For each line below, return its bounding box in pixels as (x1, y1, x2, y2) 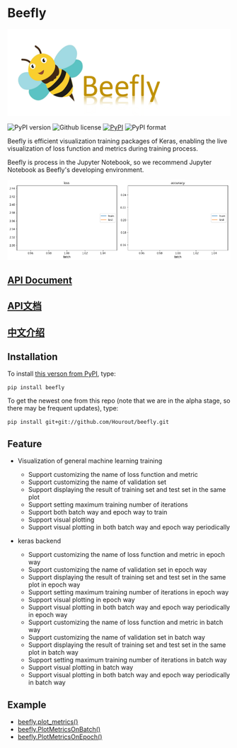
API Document (7, 274, 73, 286)
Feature (7, 437, 42, 450)
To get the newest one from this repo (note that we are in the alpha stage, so (7, 396, 231, 405)
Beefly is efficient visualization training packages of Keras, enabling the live (7, 137, 228, 146)
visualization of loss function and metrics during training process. (7, 144, 198, 153)
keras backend (17, 536, 62, 546)
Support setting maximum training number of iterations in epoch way (28, 588, 229, 597)
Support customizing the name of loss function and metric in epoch (28, 551, 225, 559)
